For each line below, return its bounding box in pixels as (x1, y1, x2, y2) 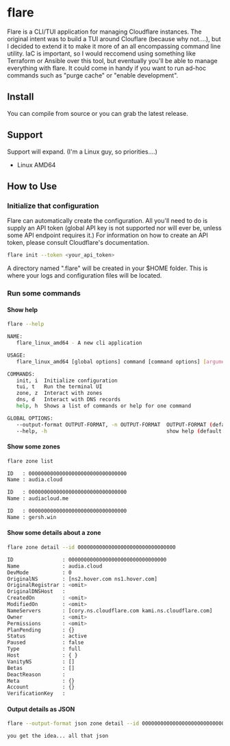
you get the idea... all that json (7, 732, 109, 740)
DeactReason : (7, 671, 66, 678)
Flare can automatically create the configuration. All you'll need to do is (7, 217, 208, 225)
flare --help (7, 321, 44, 328)
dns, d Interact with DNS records (16, 396, 121, 403)
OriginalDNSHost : (7, 588, 66, 595)
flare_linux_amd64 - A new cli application (16, 339, 142, 346)
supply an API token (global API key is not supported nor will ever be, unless (7, 224, 222, 232)
